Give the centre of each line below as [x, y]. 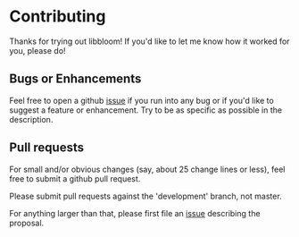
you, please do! [37, 50]
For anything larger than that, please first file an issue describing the [135, 213]
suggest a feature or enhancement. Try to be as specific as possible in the [146, 110]
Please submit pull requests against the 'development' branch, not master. [146, 196]
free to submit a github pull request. [75, 178]
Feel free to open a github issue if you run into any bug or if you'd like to [141, 100]
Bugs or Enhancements [75, 79]
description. [31, 119]
